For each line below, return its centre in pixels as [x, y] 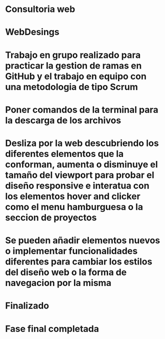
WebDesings [32, 32]
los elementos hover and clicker [73, 196]
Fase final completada [52, 329]
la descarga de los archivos [63, 120]
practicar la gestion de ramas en [73, 65]
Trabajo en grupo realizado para [73, 55]
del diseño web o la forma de [66, 272]
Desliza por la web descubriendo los [82, 143]
